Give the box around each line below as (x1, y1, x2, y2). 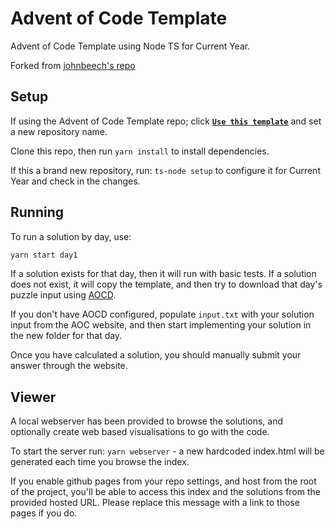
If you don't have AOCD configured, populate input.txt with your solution (10, 308, 315, 321)
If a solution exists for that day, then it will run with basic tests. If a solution (10, 268, 317, 280)
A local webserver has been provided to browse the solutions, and (10, 415, 284, 427)
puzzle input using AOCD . (10, 289, 117, 301)
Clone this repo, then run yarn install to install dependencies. (10, 145, 270, 157)
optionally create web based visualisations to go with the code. (10, 426, 270, 438)
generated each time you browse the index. (10, 456, 190, 468)
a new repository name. (10, 125, 108, 137)
